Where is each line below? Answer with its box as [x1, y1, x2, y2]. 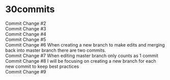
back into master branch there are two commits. [5, 47, 106, 53]
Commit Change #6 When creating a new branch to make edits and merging [5, 42, 165, 48]
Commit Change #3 [5, 25, 46, 31]
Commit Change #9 [5, 68, 46, 74]
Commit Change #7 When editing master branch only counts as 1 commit [5, 52, 159, 59]
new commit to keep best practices [5, 63, 79, 69]
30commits [5, 4, 55, 15]
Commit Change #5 [5, 36, 46, 43]
